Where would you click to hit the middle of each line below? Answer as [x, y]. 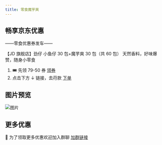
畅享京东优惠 [25, 31]
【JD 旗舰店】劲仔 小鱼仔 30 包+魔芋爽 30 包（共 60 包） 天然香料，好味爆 [81, 54]
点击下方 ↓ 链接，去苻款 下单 [42, 78]
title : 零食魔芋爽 [22, 10]
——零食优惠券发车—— [29, 43]
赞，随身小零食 [20, 60]
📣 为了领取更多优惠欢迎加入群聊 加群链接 [47, 137]
